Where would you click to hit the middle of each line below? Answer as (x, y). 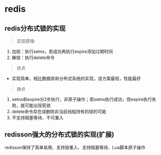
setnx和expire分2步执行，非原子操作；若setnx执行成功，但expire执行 (82, 99)
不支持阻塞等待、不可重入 (38, 118)
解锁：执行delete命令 (33, 58)
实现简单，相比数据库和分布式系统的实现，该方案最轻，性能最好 (76, 78)
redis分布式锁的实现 (35, 28)
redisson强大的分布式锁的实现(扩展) (59, 135)
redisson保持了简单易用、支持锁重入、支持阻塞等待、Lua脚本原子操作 (75, 147)
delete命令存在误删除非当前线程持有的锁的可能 (59, 112)
